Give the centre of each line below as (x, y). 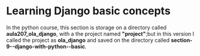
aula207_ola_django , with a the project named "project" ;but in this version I (100, 33)
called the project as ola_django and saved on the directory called (88, 40)
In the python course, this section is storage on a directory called (86, 27)
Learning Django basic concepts (88, 11)
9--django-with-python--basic (46, 46)
